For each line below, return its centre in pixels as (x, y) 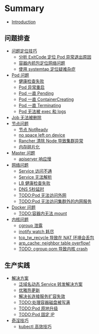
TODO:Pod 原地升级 (38, 308)
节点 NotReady (33, 129)
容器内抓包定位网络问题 (42, 63)
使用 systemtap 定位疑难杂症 (47, 69)
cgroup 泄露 (31, 225)
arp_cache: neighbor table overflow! (55, 243)
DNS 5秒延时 (31, 189)
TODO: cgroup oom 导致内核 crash (53, 249)
